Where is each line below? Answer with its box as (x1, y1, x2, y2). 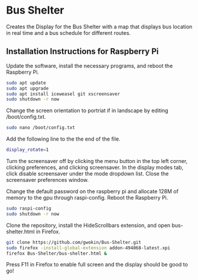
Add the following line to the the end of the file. (6, 135, 121, 142)
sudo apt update (6, 80, 46, 86)
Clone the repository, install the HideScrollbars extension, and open (6, 222, 171, 229)
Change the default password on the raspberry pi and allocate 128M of (6, 188, 179, 195)
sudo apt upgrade (6, 85, 49, 92)
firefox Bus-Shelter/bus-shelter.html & (6, 250, 108, 256)
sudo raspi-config (6, 206, 51, 211)
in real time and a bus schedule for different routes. (6, 29, 131, 36)
